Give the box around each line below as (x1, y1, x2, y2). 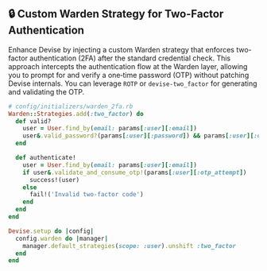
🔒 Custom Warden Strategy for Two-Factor (8, 7, 224, 21)
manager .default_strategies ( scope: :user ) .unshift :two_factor (22, 242, 237, 250)
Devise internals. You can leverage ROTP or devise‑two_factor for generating (8, 79, 257, 88)
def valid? (15, 117, 52, 126)
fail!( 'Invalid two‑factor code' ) (29, 191, 145, 199)
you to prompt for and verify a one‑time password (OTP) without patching (8, 70, 250, 79)
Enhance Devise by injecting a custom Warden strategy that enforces (8, 45, 234, 54)
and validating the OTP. (8, 87, 85, 96)
